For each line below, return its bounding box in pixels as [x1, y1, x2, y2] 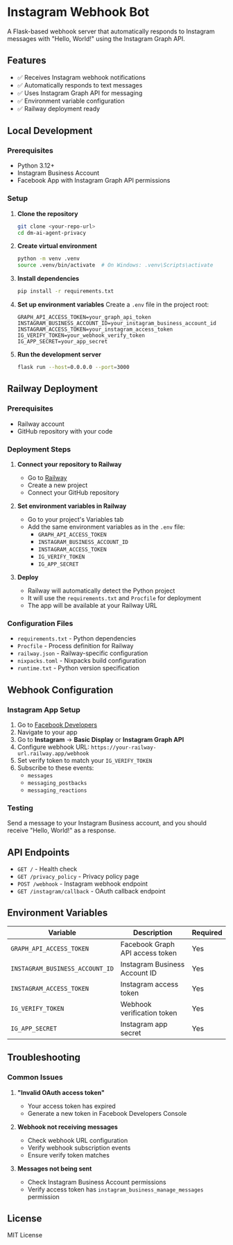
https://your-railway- [91, 744, 157, 751]
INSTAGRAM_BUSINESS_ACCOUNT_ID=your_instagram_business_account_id [17, 320, 216, 327]
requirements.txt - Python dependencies [17, 634, 137, 643]
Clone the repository [17, 209, 78, 217]
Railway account [17, 420, 64, 428]
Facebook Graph [120, 939, 175, 949]
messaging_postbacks [27, 780, 87, 786]
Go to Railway [27, 473, 67, 481]
